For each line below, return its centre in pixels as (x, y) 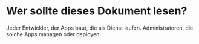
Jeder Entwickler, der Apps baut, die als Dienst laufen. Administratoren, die (100, 28)
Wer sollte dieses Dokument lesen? (97, 11)
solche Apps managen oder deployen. (54, 34)
